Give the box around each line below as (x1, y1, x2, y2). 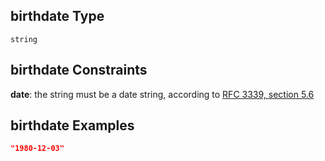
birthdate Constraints (10, 62, 148, 79)
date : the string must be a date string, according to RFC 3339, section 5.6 (10, 88, 315, 100)
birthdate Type (10, 8, 105, 25)
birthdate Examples (10, 117, 135, 134)
